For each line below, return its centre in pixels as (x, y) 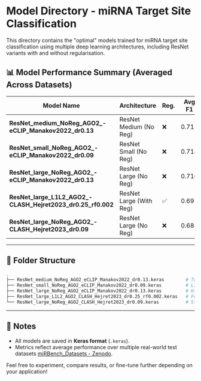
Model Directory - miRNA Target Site (99, 11)
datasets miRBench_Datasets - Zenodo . (64, 353)
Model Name (61, 105)
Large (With (136, 200)
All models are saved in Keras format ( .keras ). (72, 341)
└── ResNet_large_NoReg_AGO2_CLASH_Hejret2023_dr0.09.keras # (97, 302)
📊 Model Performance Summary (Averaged (89, 73)
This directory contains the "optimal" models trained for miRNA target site (97, 40)
